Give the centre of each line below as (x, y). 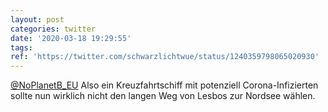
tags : (21, 47)
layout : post (37, 19)
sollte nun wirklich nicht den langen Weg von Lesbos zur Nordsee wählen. (163, 96)
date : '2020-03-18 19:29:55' (71, 38)
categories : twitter (53, 29)
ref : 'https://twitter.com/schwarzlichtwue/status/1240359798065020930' (165, 57)
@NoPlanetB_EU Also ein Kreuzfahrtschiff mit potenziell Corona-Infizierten (164, 85)
